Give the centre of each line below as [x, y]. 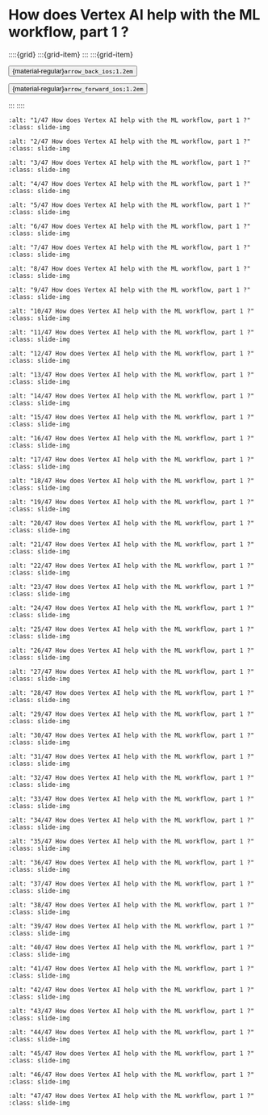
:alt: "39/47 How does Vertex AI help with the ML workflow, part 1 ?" [131, 926]
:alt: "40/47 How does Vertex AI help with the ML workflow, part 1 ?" [131, 947]
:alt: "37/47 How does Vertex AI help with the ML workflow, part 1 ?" [131, 884]
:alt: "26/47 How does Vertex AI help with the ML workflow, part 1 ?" [131, 650]
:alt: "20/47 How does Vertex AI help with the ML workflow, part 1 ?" [131, 523]
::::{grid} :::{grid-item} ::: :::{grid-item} [71, 54]
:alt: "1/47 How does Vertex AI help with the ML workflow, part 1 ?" [130, 120]
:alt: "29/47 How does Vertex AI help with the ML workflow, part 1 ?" [131, 714]
